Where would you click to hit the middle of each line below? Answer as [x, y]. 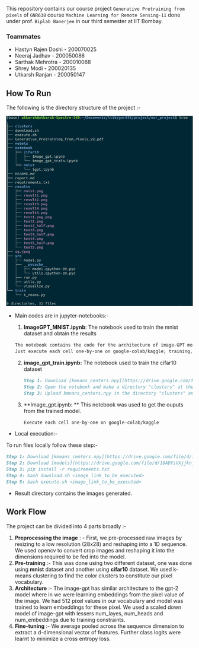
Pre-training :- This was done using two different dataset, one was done [103, 563]
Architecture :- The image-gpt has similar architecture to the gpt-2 [97, 588]
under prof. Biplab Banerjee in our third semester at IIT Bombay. [84, 21]
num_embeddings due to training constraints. [70, 620]
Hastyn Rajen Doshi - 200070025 [55, 49]
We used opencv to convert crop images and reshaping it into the [94, 550]
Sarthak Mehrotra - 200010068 [53, 62]
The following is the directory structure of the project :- [73, 108]
